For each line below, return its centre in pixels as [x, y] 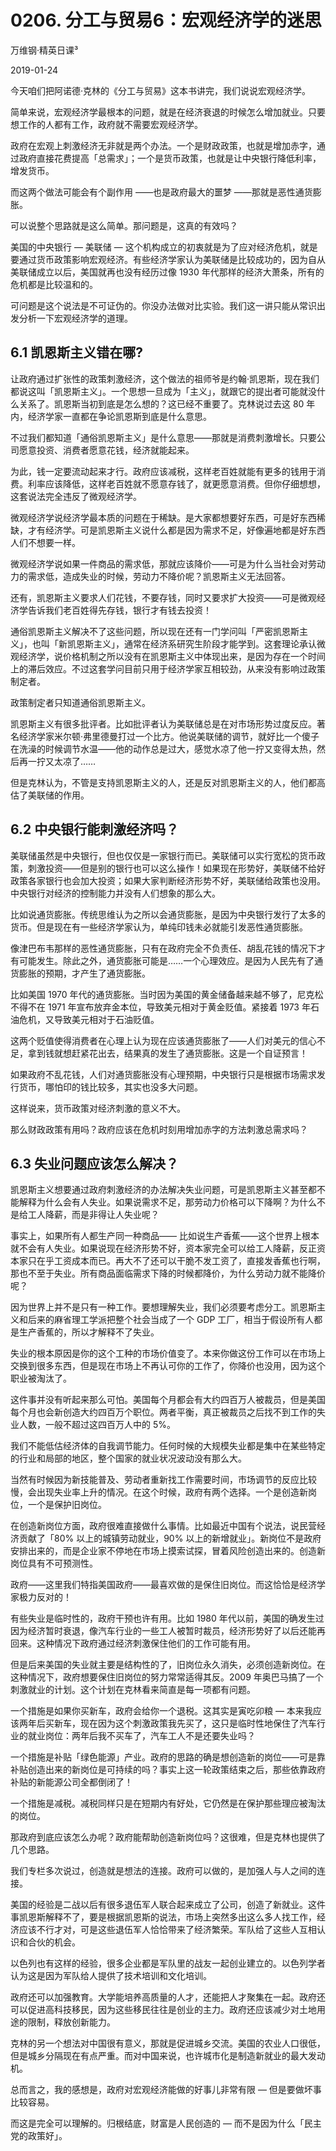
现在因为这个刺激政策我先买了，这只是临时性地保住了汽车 [198, 1723]
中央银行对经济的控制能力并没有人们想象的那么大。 [115, 893]
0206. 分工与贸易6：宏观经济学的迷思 [166, 20]
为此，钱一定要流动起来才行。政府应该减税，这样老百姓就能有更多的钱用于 [163, 471]
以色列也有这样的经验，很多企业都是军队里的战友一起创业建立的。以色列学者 [168, 1963]
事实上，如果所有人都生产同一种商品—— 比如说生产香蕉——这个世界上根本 [165, 1236]
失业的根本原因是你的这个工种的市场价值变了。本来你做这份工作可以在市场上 [168, 1353]
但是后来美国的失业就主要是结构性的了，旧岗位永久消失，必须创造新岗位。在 [168, 1665]
